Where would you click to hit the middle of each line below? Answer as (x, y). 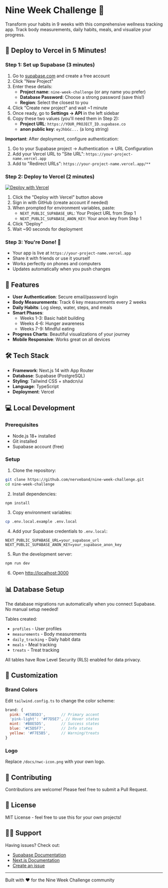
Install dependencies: (34, 494)
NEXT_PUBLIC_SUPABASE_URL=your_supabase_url (52, 541)
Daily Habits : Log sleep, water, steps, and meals (62, 307)
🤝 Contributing (28, 777)
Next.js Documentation (36, 860)
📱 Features (22, 285)
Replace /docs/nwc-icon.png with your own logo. (55, 762)
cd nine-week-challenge (30, 484)
